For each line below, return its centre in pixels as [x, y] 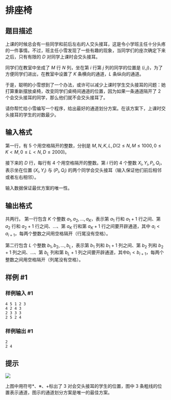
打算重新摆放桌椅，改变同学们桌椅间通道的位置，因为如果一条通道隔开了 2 [83, 91]
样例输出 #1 [19, 331]
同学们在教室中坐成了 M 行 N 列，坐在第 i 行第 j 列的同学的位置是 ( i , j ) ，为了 [84, 68]
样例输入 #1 [19, 293]
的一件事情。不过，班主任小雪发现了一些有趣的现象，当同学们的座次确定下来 [85, 50]
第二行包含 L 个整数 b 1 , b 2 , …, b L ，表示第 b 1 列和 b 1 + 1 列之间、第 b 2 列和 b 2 [84, 246]
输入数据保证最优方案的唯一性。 [39, 188]
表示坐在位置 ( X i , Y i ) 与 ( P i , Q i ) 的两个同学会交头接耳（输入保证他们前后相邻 [83, 170]
